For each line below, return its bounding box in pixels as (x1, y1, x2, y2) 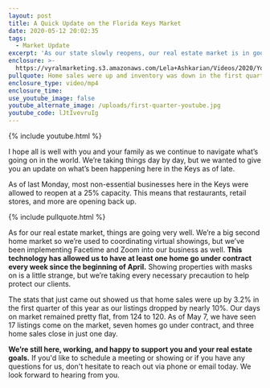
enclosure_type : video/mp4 (8, 79, 99, 87)
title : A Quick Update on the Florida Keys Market (8, 19, 182, 27)
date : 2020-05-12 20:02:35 (8, 27, 99, 35)
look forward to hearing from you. (8, 370, 121, 379)
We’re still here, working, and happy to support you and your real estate (8, 345, 253, 354)
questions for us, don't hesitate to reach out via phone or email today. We (8, 361, 252, 371)
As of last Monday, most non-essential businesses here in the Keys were (8, 180, 249, 189)
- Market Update (15, 42, 70, 50)
